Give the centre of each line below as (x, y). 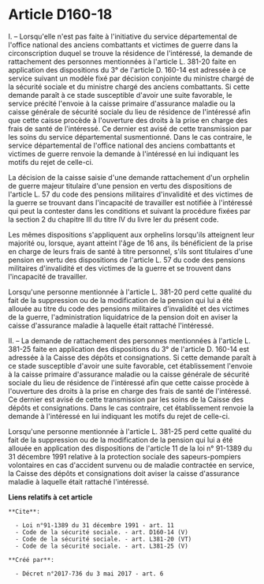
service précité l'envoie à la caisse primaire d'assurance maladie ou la (122, 103)
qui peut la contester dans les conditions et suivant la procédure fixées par (129, 211)
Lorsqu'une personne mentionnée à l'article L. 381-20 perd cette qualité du (130, 292)
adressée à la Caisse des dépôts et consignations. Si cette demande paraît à (132, 358)
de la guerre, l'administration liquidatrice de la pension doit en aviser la (123, 316)
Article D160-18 (60, 15)
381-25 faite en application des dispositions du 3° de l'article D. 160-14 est (129, 349)
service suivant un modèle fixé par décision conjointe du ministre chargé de (131, 78)
